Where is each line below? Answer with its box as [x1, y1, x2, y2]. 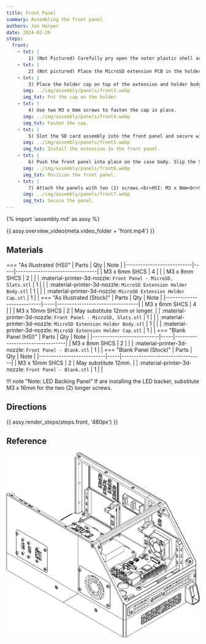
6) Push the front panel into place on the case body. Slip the [28, 159, 196, 165]
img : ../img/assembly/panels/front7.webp [22, 191, 131, 198]
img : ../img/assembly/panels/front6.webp [22, 165, 131, 171]
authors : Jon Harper [6, 23, 59, 29]
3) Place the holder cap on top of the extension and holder [28, 81, 188, 87]
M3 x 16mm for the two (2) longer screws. [6, 384, 112, 391]
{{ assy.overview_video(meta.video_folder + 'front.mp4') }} [6, 227, 155, 235]
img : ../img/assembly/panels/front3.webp [22, 88, 131, 94]
